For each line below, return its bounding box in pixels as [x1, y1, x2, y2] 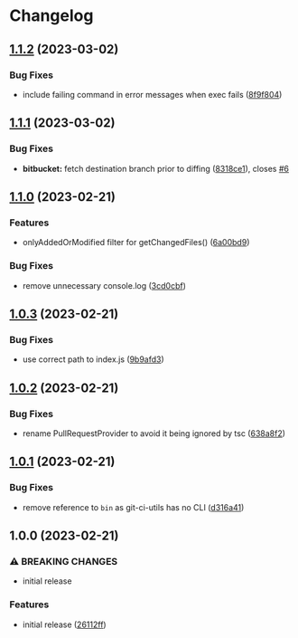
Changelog [9, 5, 94, 26]
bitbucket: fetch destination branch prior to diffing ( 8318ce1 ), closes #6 [22, 163, 290, 174]
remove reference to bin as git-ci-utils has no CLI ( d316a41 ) [22, 501, 245, 512]
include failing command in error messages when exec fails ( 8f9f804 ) [22, 89, 283, 100]
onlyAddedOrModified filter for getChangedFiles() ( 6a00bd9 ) [22, 237, 250, 248]
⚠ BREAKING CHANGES [9, 555, 118, 567]
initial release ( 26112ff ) [22, 619, 107, 630]
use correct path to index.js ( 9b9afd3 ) [22, 354, 164, 365]
